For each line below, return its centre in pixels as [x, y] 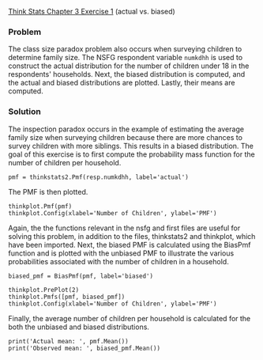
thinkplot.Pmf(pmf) [40, 206]
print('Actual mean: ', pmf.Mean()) [68, 341]
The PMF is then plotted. [48, 191]
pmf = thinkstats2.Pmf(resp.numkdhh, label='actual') [99, 177]
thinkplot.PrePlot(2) [44, 290]
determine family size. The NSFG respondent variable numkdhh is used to [126, 58]
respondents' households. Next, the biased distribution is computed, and [127, 74]
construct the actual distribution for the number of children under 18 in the [129, 66]
